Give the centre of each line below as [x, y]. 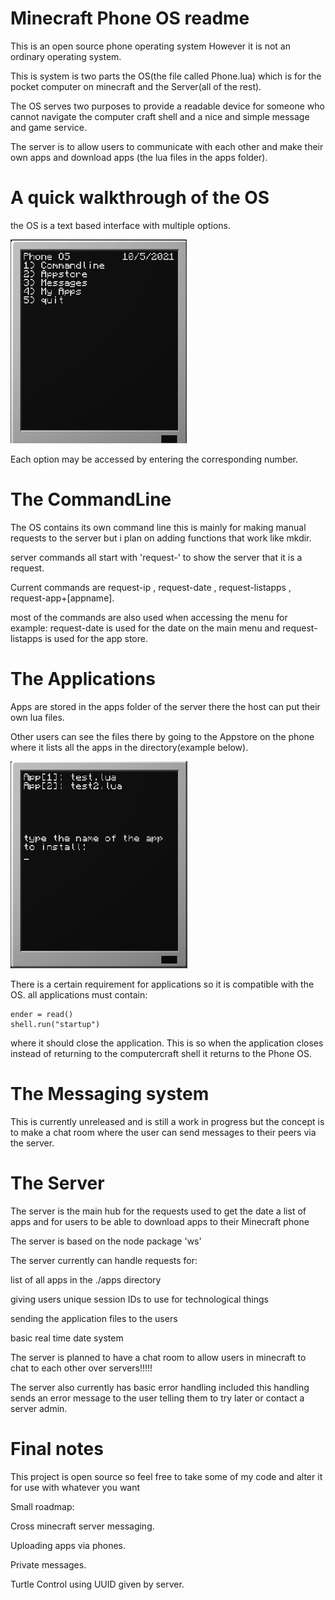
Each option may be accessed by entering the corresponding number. [154, 459]
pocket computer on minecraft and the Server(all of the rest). [136, 86]
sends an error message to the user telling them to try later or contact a [157, 1398]
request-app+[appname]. [62, 598]
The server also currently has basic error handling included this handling [160, 1387]
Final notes [57, 1448]
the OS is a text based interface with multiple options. [120, 225]
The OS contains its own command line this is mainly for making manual [158, 527]
